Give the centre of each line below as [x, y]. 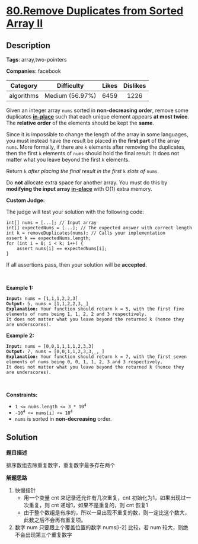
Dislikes [135, 86]
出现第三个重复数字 [49, 535]
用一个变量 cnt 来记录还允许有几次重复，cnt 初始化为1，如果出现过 [105, 497]
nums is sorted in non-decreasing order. [63, 419]
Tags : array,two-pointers [36, 60]
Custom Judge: [26, 200]
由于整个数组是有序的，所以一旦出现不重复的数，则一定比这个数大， [107, 512]
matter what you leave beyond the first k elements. [68, 159]
